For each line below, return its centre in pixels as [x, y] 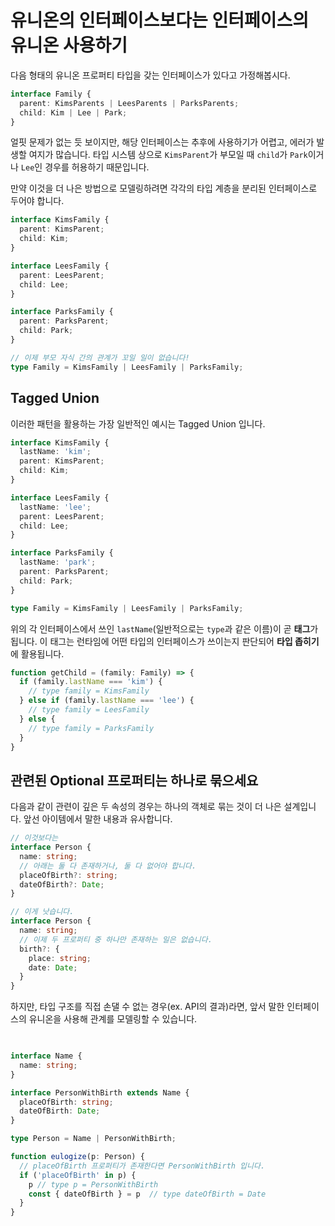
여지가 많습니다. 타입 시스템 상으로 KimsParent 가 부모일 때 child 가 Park [168, 155]
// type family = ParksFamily [91, 728]
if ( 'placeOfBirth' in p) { [78, 1175]
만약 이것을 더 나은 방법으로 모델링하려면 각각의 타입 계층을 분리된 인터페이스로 [164, 188]
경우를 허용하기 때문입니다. [97, 167]
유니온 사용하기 [69, 45]
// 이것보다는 [34, 838]
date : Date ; [53, 967]
